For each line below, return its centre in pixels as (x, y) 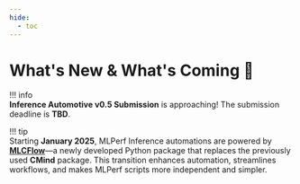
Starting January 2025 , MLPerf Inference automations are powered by (141, 141)
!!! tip (19, 132)
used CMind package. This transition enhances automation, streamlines (143, 160)
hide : (19, 18)
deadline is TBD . (40, 114)
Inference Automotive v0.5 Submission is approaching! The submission (145, 105)
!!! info (21, 95)
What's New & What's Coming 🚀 (132, 70)
